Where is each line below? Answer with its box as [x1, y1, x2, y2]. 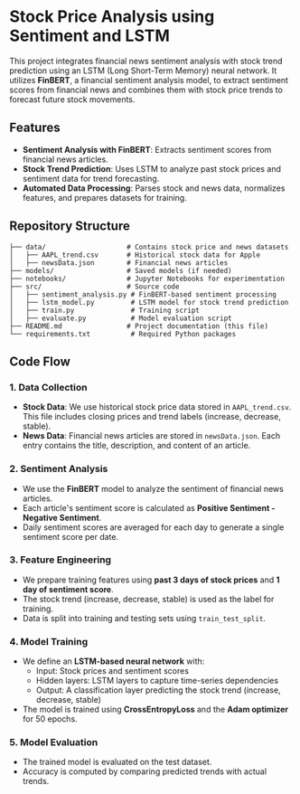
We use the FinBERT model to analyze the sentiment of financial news [22, 483, 285, 494]
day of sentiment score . [22, 583, 115, 594]
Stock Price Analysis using [9, 6, 215, 27]
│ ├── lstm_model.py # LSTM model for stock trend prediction [9, 298, 289, 307]
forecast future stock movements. [9, 93, 136, 105]
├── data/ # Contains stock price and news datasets [9, 242, 289, 251]
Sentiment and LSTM [9, 25, 170, 46]
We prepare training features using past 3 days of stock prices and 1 [22, 574, 280, 585]
